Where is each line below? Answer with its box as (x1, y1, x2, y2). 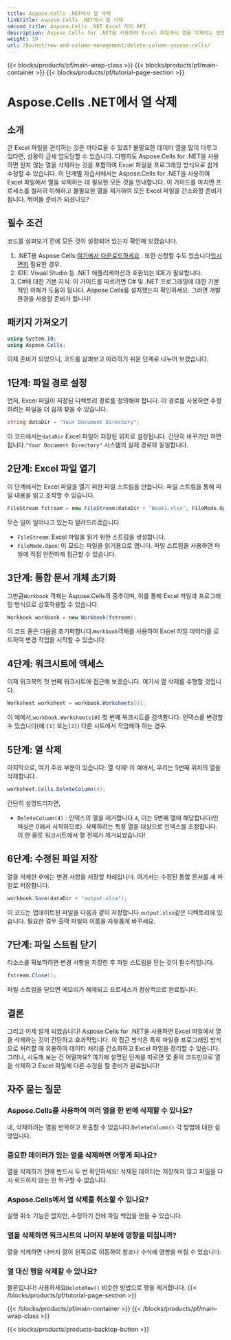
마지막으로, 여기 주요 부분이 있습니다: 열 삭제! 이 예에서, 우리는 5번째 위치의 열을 (7, 763, 221, 772)
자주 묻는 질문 (7, 1083, 62, 1095)
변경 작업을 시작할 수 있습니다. (25, 636, 107, 644)
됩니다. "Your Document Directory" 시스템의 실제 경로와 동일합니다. (7, 441, 189, 449)
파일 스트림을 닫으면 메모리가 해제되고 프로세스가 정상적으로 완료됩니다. (7, 986, 198, 994)
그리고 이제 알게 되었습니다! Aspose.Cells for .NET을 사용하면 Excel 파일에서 (7, 1027, 214, 1035)
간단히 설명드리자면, (7, 799, 60, 807)
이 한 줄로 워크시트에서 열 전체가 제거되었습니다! (16, 831, 146, 839)
